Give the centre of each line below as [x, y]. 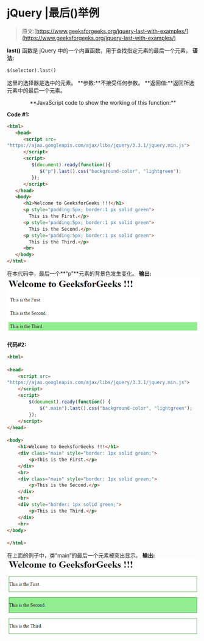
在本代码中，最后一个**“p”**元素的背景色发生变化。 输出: [79, 274]
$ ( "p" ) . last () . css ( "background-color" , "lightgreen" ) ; [111, 171]
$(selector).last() [32, 70]
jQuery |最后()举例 [53, 13]
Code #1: [18, 114]
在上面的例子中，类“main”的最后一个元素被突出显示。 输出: [81, 556]
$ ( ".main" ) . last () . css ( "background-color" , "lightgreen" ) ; [116, 408]
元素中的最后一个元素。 [36, 90]
